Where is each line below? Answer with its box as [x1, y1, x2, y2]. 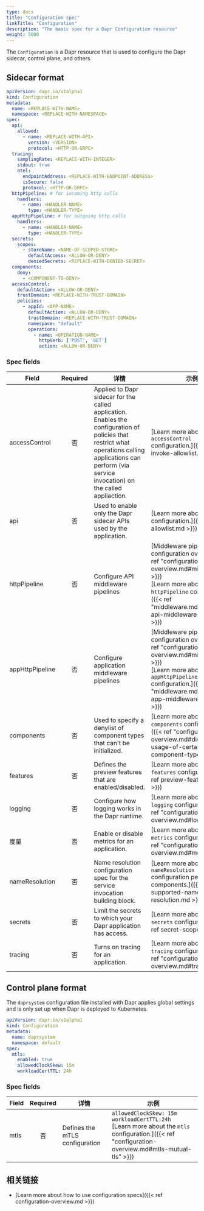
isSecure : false [22, 179, 64, 185]
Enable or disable [93, 829, 144, 838]
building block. [93, 896, 136, 905]
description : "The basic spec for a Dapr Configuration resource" [6, 26, 178, 32]
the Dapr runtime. [93, 812, 144, 821]
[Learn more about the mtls [112, 1122, 190, 1131]
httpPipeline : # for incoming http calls [12, 190, 118, 197]
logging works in [93, 804, 141, 813]
